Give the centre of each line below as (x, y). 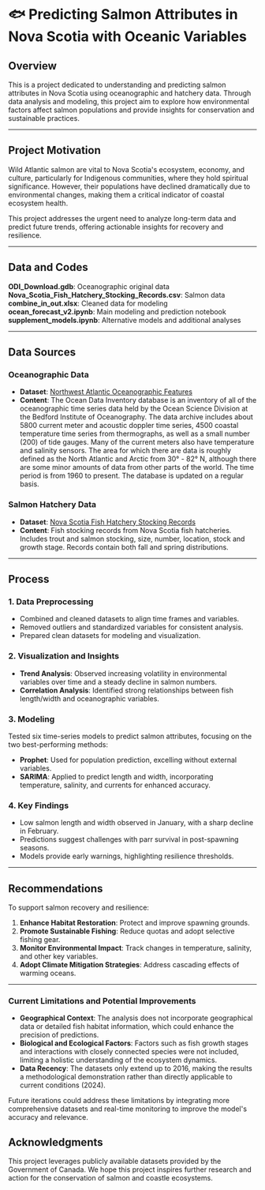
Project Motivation (54, 150)
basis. (29, 484)
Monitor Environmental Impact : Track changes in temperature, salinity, (136, 948)
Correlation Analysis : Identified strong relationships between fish (127, 690)
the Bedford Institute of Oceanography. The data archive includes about (136, 417)
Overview (33, 66)
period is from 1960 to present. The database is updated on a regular (132, 476)
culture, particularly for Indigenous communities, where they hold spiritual (128, 178)
